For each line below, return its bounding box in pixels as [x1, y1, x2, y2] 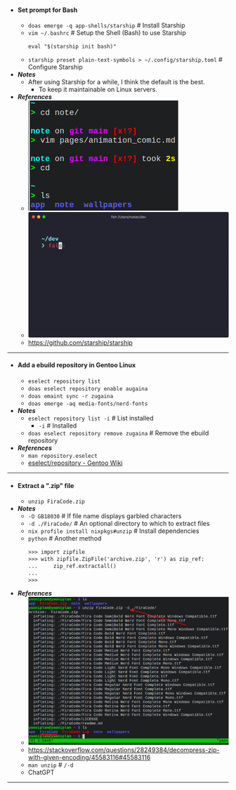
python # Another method [27, 534, 102, 543]
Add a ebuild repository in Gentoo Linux [17, 361, 136, 369]
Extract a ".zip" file [17, 481, 74, 489]
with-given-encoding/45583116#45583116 [27, 753, 151, 762]
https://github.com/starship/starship [27, 338, 133, 347]
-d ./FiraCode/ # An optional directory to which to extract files [27, 520, 210, 528]
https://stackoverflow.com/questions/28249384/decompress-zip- [27, 746, 220, 754]
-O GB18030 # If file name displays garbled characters [27, 512, 182, 520]
